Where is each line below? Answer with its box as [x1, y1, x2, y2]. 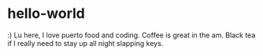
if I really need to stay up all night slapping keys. [7, 38, 164, 47]
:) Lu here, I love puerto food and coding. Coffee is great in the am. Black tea [7, 30, 256, 40]
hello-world [7, 5, 86, 23]
